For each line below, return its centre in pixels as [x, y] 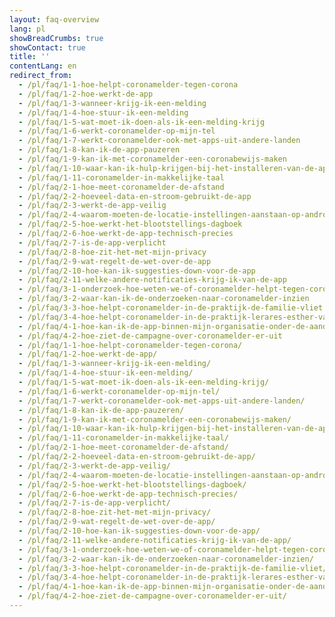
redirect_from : [41, 76]
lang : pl [27, 29]
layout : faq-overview [54, 19]
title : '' [30, 57]
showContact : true [47, 47]
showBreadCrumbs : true [56, 38]
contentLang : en [43, 66]
